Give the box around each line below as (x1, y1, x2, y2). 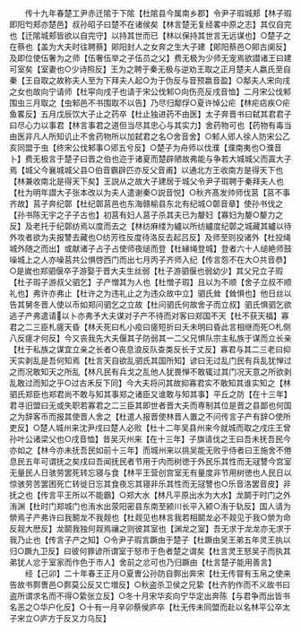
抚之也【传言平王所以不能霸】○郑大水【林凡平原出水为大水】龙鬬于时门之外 (9, 489, 291, 500)
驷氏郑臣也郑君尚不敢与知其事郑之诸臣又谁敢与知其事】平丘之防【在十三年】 (9, 389, 292, 399)
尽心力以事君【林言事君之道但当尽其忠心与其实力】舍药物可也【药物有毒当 (16, 120, 292, 130)
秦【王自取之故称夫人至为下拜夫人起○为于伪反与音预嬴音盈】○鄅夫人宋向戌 (9, 75, 291, 85)
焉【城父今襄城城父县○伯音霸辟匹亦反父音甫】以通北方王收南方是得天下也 (9, 165, 284, 175)
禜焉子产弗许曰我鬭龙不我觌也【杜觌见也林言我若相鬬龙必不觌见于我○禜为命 (9, 512, 291, 523)
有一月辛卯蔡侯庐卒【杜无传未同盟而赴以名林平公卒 (93, 602, 283, 612)
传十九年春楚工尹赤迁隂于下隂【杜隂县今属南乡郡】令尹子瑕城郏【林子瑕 (24, 8, 292, 18)
